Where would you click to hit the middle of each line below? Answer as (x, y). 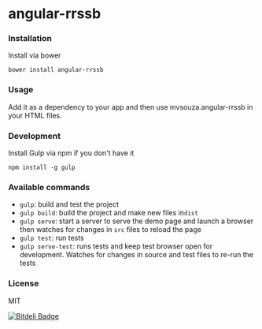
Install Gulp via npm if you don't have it (71, 153)
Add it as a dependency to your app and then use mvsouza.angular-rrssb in (131, 107)
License (24, 283)
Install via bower (35, 55)
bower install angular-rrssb (56, 70)
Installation (30, 39)
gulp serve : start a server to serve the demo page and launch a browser (137, 221)
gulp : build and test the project (69, 204)
